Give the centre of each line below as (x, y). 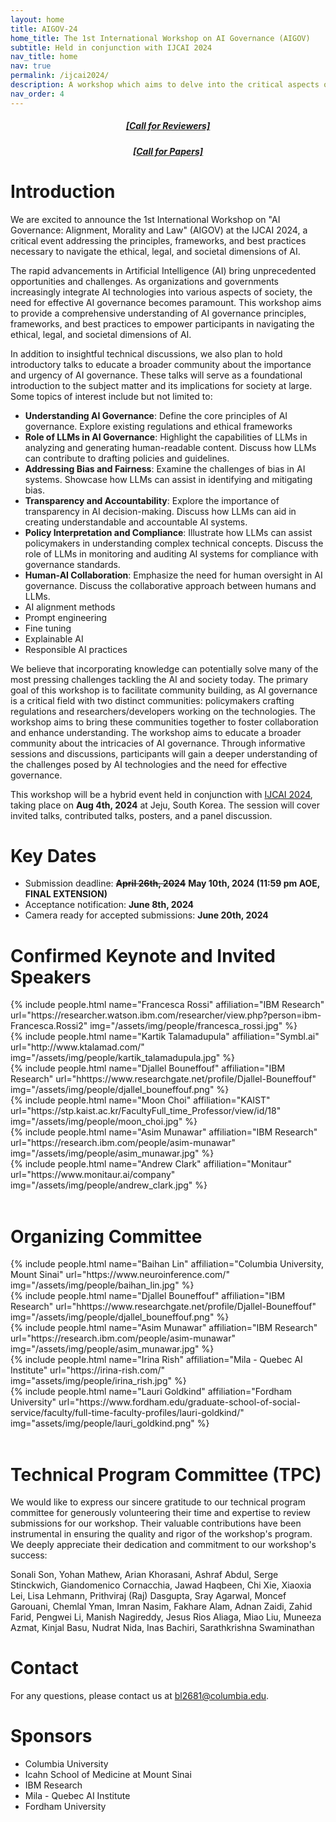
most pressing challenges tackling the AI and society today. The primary (159, 679)
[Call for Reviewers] (168, 126)
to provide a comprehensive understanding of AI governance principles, (158, 313)
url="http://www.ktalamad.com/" (77, 1047)
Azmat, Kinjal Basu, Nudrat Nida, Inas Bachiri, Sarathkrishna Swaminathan (162, 1628)
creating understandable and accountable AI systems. (136, 522)
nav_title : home (44, 57)
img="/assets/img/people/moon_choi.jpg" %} (104, 1122)
